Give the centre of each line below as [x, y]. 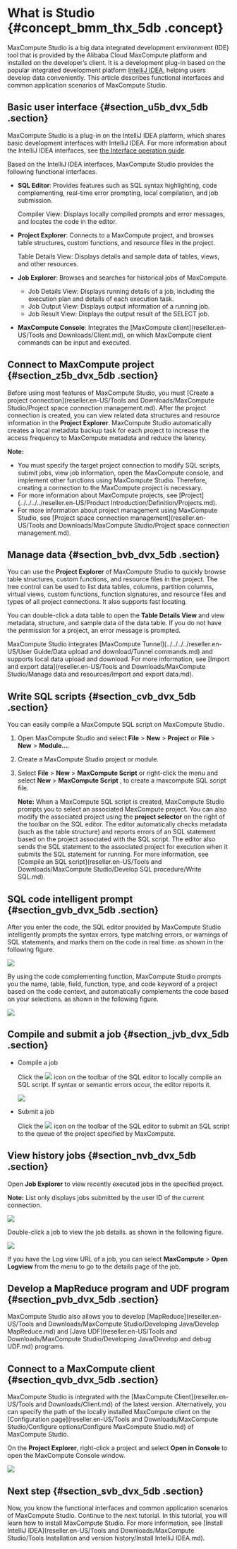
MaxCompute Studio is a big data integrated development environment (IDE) [118, 47]
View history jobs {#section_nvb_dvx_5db [102, 1156]
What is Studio [51, 13]
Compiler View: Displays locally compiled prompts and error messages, [121, 214]
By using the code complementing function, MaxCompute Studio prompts [114, 977]
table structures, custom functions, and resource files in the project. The [113, 579]
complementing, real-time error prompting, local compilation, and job [118, 193]
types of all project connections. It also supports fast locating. [97, 602]
